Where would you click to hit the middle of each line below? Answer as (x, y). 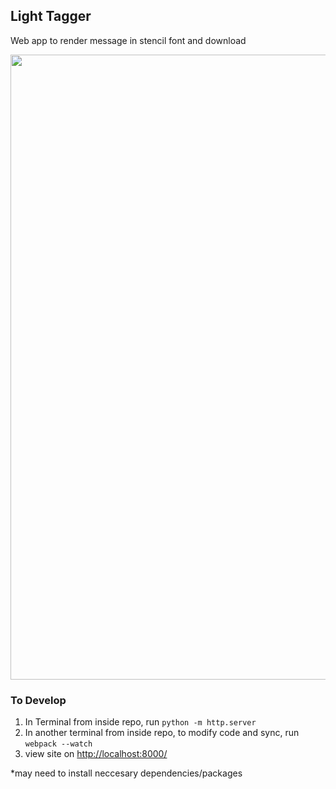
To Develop (38, 700)
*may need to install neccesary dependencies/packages (126, 773)
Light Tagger (51, 16)
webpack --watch (58, 744)
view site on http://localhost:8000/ (96, 754)
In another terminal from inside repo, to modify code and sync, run (162, 733)
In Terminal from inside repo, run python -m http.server (140, 722)
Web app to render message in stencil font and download (128, 40)
